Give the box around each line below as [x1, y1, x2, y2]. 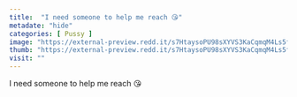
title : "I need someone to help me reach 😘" [9, 12, 183, 22]
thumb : [9, 46, 34, 55]
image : [9, 37, 34, 47]
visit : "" [9, 54, 46, 63]
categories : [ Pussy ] [9, 29, 93, 38]
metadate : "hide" [9, 21, 73, 30]
